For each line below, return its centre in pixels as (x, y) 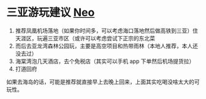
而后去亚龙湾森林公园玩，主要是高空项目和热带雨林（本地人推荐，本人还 (106, 46)
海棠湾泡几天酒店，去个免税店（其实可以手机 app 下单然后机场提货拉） (105, 61)
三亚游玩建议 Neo (51, 13)
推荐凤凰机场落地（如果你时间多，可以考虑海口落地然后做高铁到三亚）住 (106, 31)
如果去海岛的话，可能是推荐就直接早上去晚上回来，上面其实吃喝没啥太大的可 (103, 82)
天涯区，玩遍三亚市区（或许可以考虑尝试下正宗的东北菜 (85, 38)
